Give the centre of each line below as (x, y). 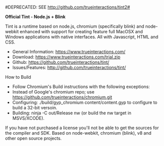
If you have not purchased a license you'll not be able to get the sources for (82, 128)
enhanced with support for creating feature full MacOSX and (81, 31)
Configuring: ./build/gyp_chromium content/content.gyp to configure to (85, 102)
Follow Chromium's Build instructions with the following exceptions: (81, 87)
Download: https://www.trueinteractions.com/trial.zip (66, 57)
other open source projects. (33, 138)
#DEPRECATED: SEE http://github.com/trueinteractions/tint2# (67, 7)
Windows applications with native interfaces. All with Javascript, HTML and (82, 37)
